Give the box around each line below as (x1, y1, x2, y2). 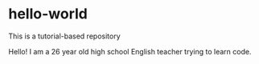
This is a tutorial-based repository (8, 31, 121, 41)
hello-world (8, 5, 88, 23)
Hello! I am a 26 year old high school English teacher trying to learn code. (8, 46, 252, 56)
